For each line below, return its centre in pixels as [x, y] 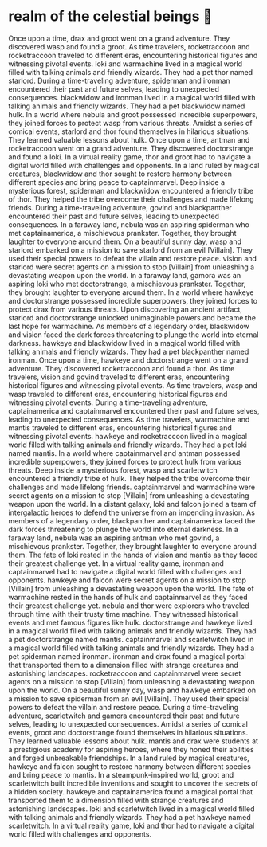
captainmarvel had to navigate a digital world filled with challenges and [125, 571]
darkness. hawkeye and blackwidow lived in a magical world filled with [124, 343]
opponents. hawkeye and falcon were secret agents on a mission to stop [128, 580]
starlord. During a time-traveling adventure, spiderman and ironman [119, 80]
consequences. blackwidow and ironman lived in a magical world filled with [132, 97]
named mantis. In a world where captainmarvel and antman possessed [124, 453]
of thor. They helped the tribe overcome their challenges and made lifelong [131, 199]
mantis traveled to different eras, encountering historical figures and [120, 427]
